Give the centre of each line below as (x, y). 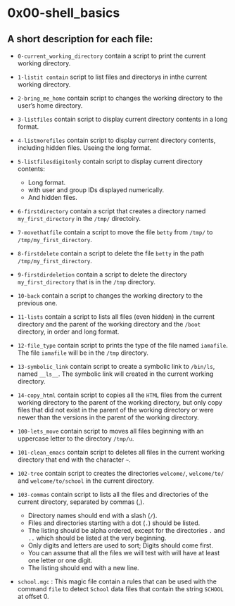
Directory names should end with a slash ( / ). (93, 516)
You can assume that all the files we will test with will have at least (124, 553)
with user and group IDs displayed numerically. (96, 190)
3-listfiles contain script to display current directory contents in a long (122, 119)
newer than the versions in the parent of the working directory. (108, 417)
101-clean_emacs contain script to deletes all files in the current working (121, 452)
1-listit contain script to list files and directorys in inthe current (112, 77)
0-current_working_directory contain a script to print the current (112, 56)
